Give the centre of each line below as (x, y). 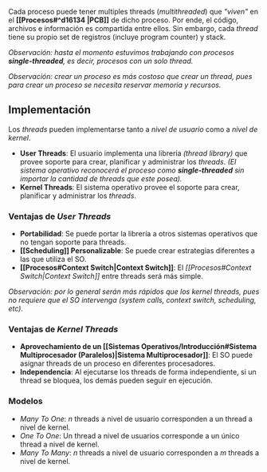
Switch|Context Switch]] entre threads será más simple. (111, 276)
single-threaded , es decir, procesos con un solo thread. (101, 61)
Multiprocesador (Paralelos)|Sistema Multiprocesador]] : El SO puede (136, 355)
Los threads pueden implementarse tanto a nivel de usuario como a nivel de (133, 129)
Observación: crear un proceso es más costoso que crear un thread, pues (130, 76)
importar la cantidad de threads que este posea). (101, 178)
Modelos (26, 401)
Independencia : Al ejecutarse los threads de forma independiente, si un (138, 372)
